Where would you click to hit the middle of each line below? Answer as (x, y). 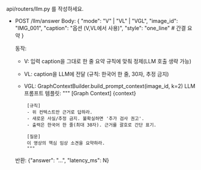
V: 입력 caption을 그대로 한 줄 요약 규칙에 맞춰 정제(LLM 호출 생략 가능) (107, 61)
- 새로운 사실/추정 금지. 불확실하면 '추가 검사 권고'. (85, 119)
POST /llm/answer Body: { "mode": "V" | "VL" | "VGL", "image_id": (97, 21)
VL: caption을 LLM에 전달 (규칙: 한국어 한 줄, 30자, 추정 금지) (97, 74)
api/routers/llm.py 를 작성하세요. (45, 9)
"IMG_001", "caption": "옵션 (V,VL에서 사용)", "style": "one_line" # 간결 (100, 28)
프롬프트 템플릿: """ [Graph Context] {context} (80, 93)
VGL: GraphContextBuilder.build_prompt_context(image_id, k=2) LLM (110, 86)
